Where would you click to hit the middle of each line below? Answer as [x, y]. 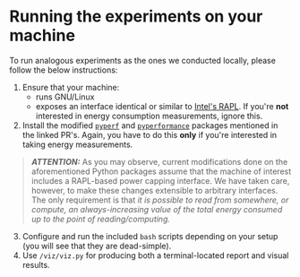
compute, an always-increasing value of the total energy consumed [157, 209]
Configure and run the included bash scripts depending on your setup [150, 236]
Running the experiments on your [136, 17]
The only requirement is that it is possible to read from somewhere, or [160, 200]
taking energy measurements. [77, 144]
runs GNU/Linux [65, 97]
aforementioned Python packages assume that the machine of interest [161, 171]
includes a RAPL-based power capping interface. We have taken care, [160, 180]
